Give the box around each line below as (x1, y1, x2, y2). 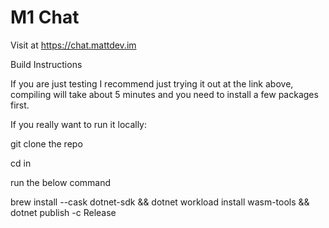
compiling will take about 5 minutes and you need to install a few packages (10, 88, 319, 100)
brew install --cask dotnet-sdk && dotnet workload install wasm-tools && (10, 196, 310, 208)
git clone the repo (10, 137, 83, 150)
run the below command (10, 176, 112, 188)
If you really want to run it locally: (10, 118, 148, 130)
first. (10, 99, 30, 111)
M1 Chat (10, 6, 80, 29)
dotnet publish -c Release (10, 206, 117, 218)
